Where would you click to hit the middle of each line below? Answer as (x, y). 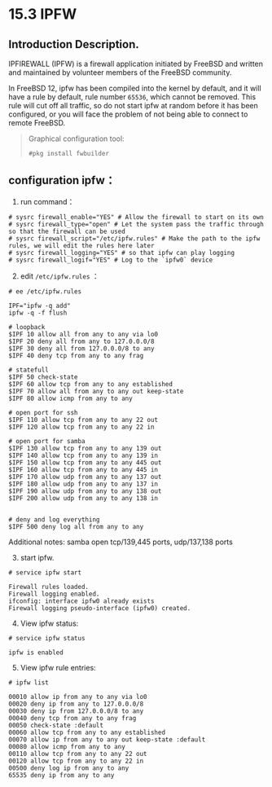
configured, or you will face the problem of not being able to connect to (128, 114)
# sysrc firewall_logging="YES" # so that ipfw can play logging (121, 253)
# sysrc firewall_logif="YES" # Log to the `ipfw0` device (111, 260)
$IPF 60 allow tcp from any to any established (91, 384)
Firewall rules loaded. (49, 587)
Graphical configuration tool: (76, 138)
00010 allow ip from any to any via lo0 (78, 697)
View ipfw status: (49, 623)
